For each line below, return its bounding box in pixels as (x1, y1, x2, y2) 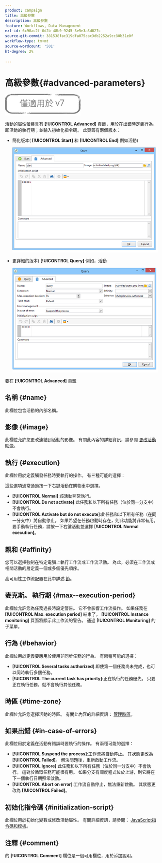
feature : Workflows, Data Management (5, 23, 81, 28)
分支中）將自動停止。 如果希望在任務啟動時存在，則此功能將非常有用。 (16, 517, 158, 524)
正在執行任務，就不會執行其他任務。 (12, 682, 85, 687)
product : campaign (5, 8, 42, 13)
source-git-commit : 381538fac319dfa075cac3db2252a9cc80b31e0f (5, 34, 133, 39)
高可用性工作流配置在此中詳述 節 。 (5, 576, 74, 582)
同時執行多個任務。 (16, 669, 55, 675)
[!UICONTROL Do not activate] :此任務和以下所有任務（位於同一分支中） (12, 499, 157, 505)
